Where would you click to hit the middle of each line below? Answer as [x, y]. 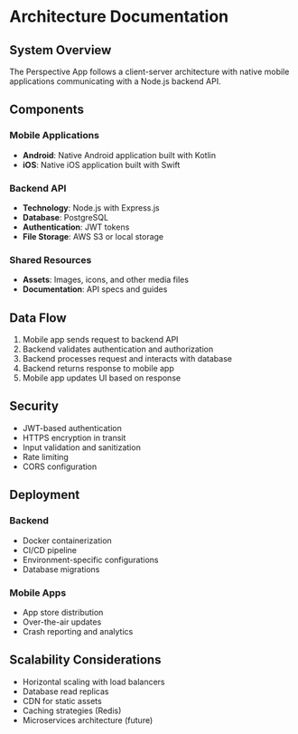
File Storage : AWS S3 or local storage [93, 236]
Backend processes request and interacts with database [127, 359]
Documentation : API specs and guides [95, 289]
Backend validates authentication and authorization [118, 349]
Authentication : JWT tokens [76, 227]
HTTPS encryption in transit [74, 438]
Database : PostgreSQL [65, 217]
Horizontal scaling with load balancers [93, 682]
